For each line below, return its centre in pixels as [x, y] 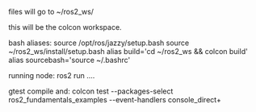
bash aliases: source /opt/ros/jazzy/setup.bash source [99, 43]
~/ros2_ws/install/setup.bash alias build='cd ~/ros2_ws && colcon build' [128, 51]
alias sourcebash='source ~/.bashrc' [69, 60]
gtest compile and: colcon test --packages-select [91, 91]
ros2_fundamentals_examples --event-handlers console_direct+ [115, 100]
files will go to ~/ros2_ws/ [51, 12]
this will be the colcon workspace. [65, 27]
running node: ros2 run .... [52, 75]
